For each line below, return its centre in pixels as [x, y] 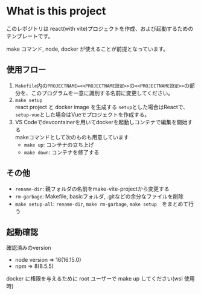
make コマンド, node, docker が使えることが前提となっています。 [88, 49]
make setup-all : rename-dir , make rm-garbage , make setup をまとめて [102, 204]
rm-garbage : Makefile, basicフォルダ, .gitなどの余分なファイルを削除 [99, 196]
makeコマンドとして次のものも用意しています [72, 137]
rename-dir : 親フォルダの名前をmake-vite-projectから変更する [92, 189]
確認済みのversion [29, 248]
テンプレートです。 [30, 36]
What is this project [56, 11]
